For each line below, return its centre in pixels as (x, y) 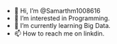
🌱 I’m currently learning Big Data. (62, 25)
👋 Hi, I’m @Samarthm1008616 (57, 11)
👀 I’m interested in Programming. (62, 18)
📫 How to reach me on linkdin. (59, 34)
